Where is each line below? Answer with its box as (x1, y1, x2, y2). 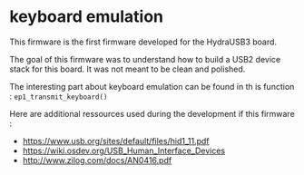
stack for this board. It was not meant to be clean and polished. (9, 63, 246, 74)
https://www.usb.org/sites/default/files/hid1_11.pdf (22, 135, 211, 146)
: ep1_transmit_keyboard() (9, 91, 108, 102)
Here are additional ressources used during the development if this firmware (9, 108, 295, 119)
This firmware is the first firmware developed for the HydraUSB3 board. (9, 36, 278, 47)
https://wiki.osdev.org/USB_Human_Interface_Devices (22, 145, 225, 156)
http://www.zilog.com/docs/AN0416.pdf (22, 154, 172, 165)
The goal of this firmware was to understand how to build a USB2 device (9, 53, 281, 64)
